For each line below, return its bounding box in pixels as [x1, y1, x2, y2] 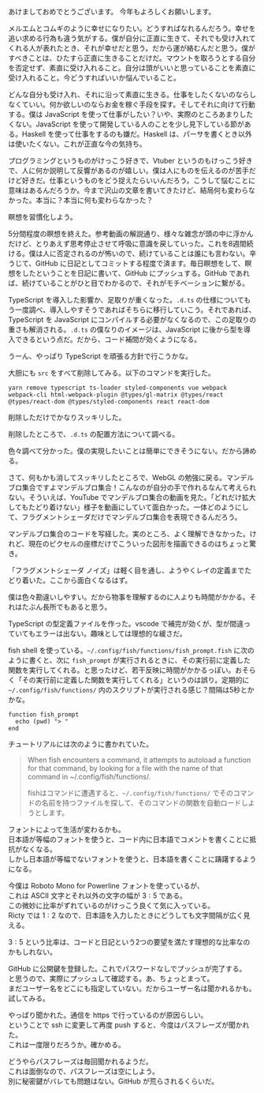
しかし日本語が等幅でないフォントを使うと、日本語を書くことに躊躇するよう [8, 854, 257, 863]
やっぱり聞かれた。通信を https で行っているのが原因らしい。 [8, 1010, 208, 1020]
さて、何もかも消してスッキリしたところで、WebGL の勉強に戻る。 [8, 473, 227, 482]
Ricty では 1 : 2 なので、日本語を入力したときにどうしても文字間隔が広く [8, 911, 244, 920]
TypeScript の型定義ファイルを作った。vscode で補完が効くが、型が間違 [8, 619, 244, 628]
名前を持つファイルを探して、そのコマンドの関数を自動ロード [41, 798, 242, 807]
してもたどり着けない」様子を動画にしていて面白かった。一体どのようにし [8, 502, 250, 512]
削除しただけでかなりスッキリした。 [8, 413, 126, 422]
